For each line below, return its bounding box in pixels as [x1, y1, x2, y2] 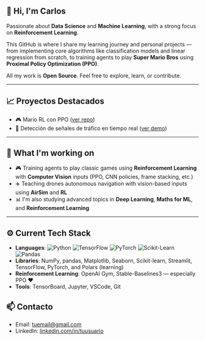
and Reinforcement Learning [15, 204, 90, 212]
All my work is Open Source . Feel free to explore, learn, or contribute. [6, 71, 182, 79]
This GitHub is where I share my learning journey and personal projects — [6, 40, 192, 48]
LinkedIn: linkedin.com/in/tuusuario [15, 327, 104, 335]
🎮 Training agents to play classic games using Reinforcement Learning [15, 164, 197, 172]
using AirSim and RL [15, 189, 68, 196]
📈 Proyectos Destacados [6, 96, 105, 107]
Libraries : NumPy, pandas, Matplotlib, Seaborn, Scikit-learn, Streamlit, [15, 257, 192, 264]
